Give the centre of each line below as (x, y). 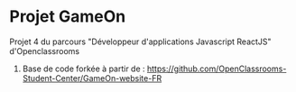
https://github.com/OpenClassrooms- (217, 69)
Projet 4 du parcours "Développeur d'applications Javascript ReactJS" (141, 41)
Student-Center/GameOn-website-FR (92, 78)
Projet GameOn (68, 17)
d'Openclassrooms (44, 51)
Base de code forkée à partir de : (84, 69)
